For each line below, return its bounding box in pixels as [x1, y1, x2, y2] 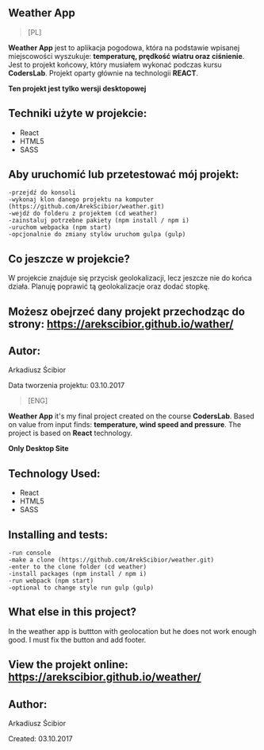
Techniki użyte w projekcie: [8, 107, 147, 120]
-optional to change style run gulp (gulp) [8, 584, 155, 592]
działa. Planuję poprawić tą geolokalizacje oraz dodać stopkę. [8, 282, 210, 291]
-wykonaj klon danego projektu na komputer [8, 196, 155, 204]
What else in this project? [8, 605, 137, 619]
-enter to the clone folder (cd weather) [8, 563, 147, 571]
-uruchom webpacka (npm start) [8, 223, 112, 231]
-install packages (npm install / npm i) [8, 570, 147, 578]
